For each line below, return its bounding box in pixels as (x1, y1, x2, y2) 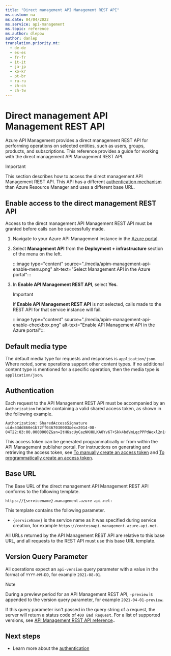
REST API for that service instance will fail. (12, 306, 102, 313)
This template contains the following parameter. (5, 507, 105, 513)
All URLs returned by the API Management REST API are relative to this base (5, 532, 165, 538)
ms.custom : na (5, 12, 36, 17)
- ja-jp (10, 64, 26, 69)
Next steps (5, 632, 41, 640)
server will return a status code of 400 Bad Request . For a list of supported (5, 612, 160, 618)
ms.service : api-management (5, 21, 65, 27)
